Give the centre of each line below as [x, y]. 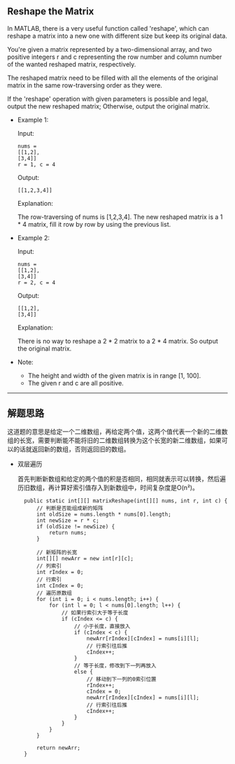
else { [83, 672]
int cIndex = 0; [60, 586]
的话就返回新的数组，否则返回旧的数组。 [71, 449]
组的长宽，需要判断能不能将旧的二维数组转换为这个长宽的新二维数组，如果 [114, 440]
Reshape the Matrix [51, 12]
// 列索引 [49, 566]
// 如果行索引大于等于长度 [95, 613]
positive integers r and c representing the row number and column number [115, 57]
